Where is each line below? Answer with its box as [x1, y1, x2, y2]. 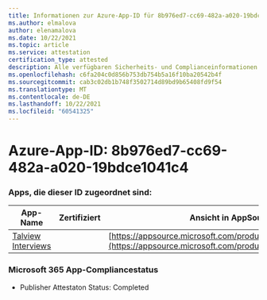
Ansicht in [189, 212, 230, 223]
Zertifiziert [58, 212, 101, 223]
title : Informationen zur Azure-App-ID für [8, 11, 155, 20]
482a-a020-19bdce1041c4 [8, 159, 189, 177]
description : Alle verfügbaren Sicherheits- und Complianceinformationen [8, 63, 258, 71]
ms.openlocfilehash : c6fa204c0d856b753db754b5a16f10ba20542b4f [8, 71, 222, 79]
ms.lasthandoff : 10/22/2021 [8, 100, 102, 108]
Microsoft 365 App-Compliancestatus [8, 264, 159, 275]
